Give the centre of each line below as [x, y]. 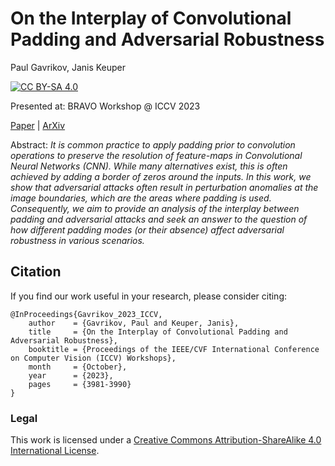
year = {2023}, [71, 375]
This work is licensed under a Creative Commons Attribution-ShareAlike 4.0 [166, 440]
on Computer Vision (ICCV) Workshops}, [93, 358]
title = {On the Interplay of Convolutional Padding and [158, 332]
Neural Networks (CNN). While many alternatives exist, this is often [149, 166]
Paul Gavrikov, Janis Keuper [68, 67]
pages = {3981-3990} [80, 384]
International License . [55, 451]
